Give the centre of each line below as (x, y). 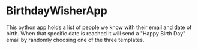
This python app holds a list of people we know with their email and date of (99, 27)
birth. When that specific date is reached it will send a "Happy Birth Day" (96, 33)
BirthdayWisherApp (57, 11)
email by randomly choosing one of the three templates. (75, 40)
